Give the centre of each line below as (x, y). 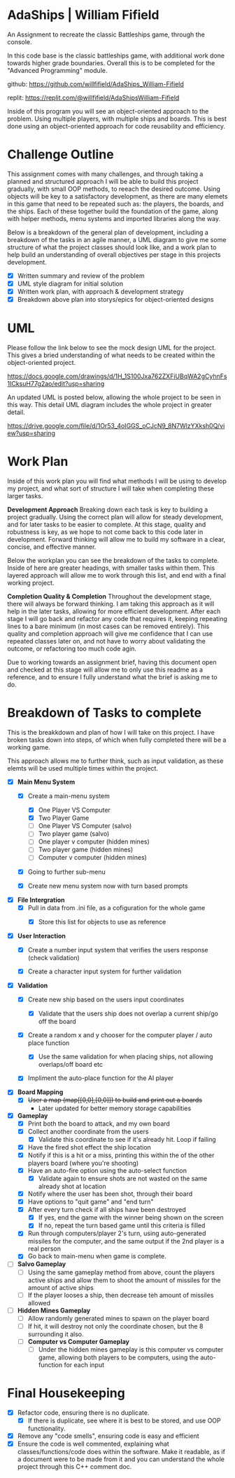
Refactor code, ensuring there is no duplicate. (83, 1412)
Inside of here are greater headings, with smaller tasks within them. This (111, 568)
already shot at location (72, 1186)
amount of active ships (61, 1287)
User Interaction (42, 936)
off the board (57, 1022)
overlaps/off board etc (71, 1065)
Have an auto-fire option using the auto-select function (107, 1170)
